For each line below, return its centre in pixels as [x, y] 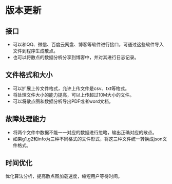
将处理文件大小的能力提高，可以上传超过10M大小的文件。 [73, 95]
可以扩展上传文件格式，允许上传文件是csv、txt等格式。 [71, 88]
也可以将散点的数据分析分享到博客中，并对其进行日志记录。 [76, 57]
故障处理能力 [26, 119]
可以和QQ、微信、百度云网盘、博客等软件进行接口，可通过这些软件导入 [88, 44]
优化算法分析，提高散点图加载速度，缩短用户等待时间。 [64, 176]
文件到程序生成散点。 [35, 51]
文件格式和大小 [29, 75]
